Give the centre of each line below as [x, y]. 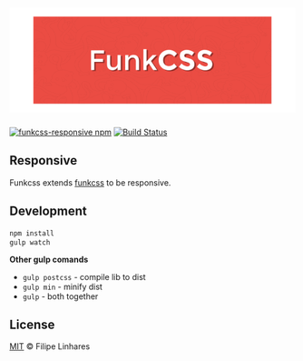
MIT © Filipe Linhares [50, 346]
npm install [32, 233]
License [32, 324]
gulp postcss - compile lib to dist [84, 276]
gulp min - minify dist [62, 286]
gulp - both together [60, 296]
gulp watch [30, 242]
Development [49, 211]
